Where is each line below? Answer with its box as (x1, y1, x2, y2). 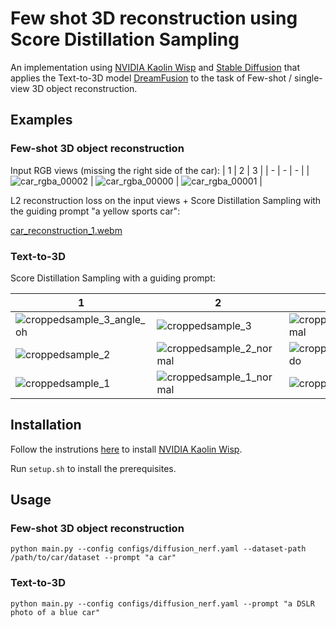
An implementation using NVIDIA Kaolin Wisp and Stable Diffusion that (10, 61, 300, 73)
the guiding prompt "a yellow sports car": (10, 205, 181, 217)
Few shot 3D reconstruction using (10, 7, 298, 30)
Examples (10, 112, 73, 129)
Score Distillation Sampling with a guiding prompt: (10, 272, 216, 284)
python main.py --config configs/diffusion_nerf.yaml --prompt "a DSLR (10, 598, 315, 609)
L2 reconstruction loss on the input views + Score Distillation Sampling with (10, 194, 322, 206)
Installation (10, 417, 82, 434)
